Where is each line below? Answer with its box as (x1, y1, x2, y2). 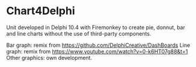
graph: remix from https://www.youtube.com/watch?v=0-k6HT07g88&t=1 (6, 47, 188, 55)
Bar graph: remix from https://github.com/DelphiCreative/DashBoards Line (6, 42, 191, 49)
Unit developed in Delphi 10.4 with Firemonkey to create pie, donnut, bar (6, 24, 185, 31)
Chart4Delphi (6, 4, 75, 18)
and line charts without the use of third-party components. (6, 30, 152, 37)
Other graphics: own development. (6, 54, 92, 61)
